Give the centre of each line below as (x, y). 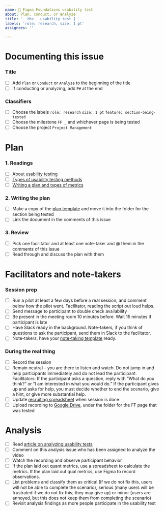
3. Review (17, 233)
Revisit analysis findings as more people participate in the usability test (84, 503)
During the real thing (30, 351)
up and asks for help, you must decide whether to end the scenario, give (86, 389)
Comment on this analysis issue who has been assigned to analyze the (84, 450)
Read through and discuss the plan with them (58, 254)
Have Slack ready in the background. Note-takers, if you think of (77, 327)
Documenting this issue (55, 57)
